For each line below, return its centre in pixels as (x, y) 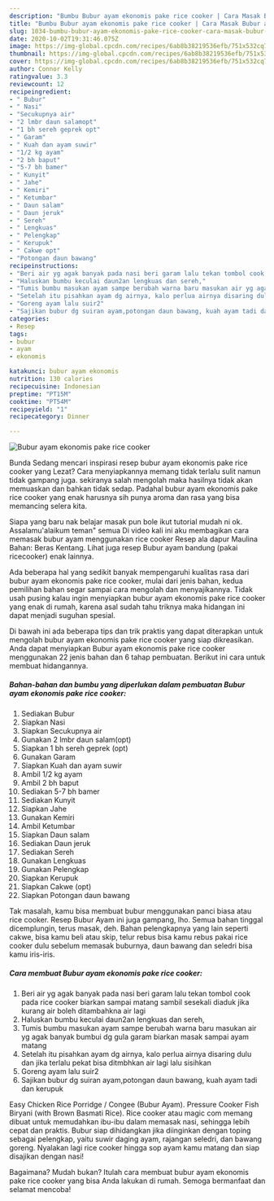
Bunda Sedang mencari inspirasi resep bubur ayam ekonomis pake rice (129, 463)
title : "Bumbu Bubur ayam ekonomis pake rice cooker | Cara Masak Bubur (135, 24)
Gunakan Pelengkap (54, 870)
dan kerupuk (42, 1089)
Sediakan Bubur (48, 714)
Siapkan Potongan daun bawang (76, 896)
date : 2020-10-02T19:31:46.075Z (64, 39)
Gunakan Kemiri (48, 817)
